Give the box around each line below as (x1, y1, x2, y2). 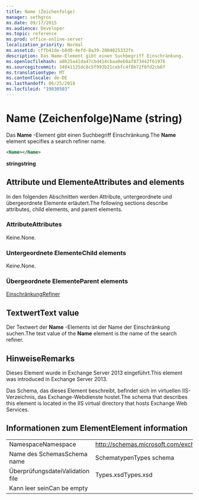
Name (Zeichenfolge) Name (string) (6, 112, 182, 125)
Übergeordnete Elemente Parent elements (6, 277, 129, 285)
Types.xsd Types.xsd (95, 470, 153, 479)
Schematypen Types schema (95, 453, 175, 461)
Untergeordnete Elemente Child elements (6, 249, 126, 257)
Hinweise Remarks (6, 353, 75, 363)
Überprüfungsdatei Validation (9, 467, 90, 475)
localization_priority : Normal (6, 42, 84, 48)
